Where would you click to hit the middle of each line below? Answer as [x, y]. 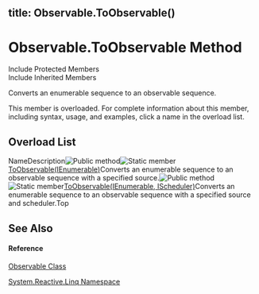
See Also [31, 228]
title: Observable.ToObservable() [92, 13]
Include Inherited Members [52, 78]
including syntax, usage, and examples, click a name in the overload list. [126, 117]
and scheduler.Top [39, 203]
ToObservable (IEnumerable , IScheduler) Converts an [149, 187]
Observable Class [37, 266]
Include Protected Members [54, 69]
